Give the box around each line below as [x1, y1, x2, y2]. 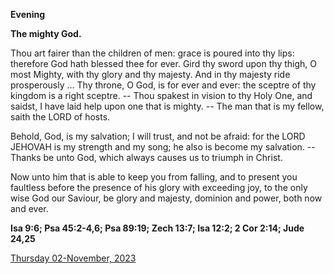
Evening [10, 9, 46, 20]
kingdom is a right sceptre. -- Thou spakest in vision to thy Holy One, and [10, 90, 313, 101]
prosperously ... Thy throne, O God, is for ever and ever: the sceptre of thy [10, 79, 317, 91]
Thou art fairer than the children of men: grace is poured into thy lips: [10, 47, 295, 59]
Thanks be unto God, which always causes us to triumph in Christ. [10, 152, 283, 163]
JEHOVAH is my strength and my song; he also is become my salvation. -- [10, 141, 316, 153]
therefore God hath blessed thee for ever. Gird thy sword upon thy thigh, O [10, 58, 317, 69]
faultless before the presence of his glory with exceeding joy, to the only [10, 182, 308, 193]
